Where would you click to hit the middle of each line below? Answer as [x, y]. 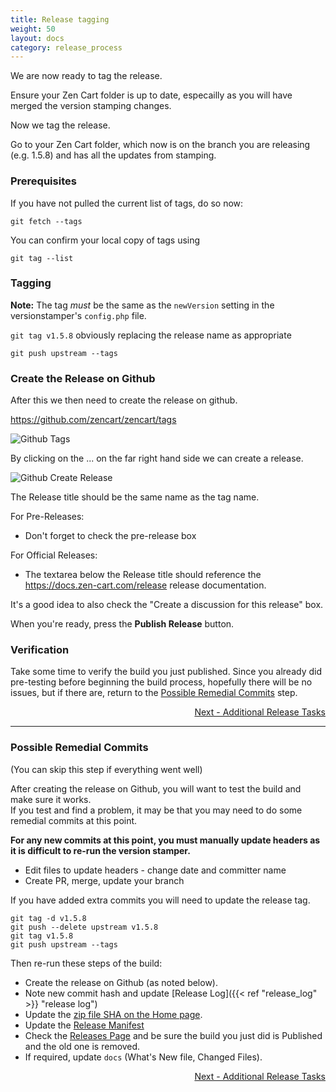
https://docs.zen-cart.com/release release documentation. [145, 585]
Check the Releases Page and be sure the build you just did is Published [173, 1035]
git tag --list [42, 258]
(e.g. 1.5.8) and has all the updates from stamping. [113, 155]
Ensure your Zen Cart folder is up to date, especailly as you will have [151, 95]
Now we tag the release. [60, 125]
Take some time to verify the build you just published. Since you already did [166, 672]
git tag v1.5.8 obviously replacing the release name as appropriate [151, 335]
